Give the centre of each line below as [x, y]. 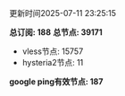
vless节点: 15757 [53, 51]
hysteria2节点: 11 [53, 62]
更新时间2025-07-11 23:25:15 [62, 13]
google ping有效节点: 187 [56, 82]
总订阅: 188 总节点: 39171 [56, 32]
